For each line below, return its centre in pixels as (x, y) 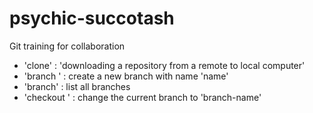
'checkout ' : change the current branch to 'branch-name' (142, 97)
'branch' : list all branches (77, 86)
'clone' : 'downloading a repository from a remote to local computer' (164, 65)
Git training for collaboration (67, 46)
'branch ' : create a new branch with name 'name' (126, 76)
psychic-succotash (92, 18)
